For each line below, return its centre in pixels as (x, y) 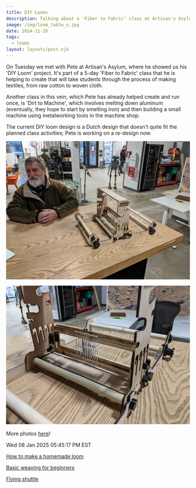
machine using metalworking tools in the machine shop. (73, 115)
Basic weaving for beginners (40, 468)
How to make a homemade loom (45, 456)
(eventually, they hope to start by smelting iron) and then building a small (94, 109)
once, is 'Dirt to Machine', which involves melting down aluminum (85, 103)
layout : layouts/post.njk (37, 50)
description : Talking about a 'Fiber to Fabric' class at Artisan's (91, 18)
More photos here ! (28, 434)
